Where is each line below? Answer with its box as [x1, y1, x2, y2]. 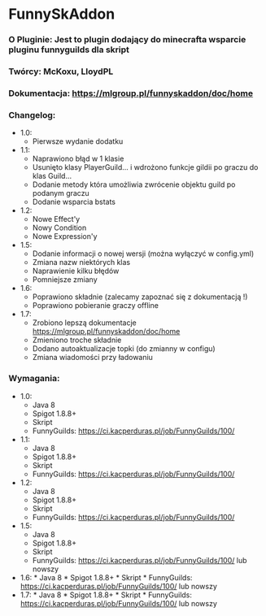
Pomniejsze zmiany [32, 275, 98, 284]
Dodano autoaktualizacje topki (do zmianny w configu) [32, 344, 216, 354]
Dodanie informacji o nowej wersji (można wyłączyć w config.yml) [32, 249, 255, 258]
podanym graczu [32, 189, 89, 198]
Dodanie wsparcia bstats [32, 197, 116, 207]
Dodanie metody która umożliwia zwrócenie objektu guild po [32, 180, 236, 189]
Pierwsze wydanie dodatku [32, 137, 124, 146]
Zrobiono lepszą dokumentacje [32, 318, 137, 328]
